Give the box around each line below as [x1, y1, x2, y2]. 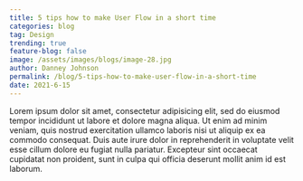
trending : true [9, 38, 67, 48]
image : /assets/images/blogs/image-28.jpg [9, 55, 172, 64]
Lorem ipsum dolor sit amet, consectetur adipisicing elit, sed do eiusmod [9, 105, 280, 116]
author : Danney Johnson [9, 64, 99, 73]
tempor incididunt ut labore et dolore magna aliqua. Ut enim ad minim [9, 115, 268, 126]
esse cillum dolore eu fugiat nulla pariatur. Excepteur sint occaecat [9, 144, 258, 155]
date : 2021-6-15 [9, 81, 71, 90]
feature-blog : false [9, 47, 88, 56]
